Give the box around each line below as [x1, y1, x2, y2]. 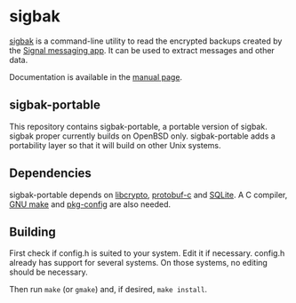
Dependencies [9, 166, 92, 181]
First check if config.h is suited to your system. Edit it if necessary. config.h [9, 248, 285, 259]
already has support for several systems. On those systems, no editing [9, 258, 268, 268]
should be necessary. [9, 267, 88, 277]
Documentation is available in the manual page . [9, 71, 183, 82]
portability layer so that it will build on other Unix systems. [9, 140, 221, 150]
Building [9, 224, 56, 239]
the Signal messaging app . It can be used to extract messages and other [9, 44, 276, 55]
